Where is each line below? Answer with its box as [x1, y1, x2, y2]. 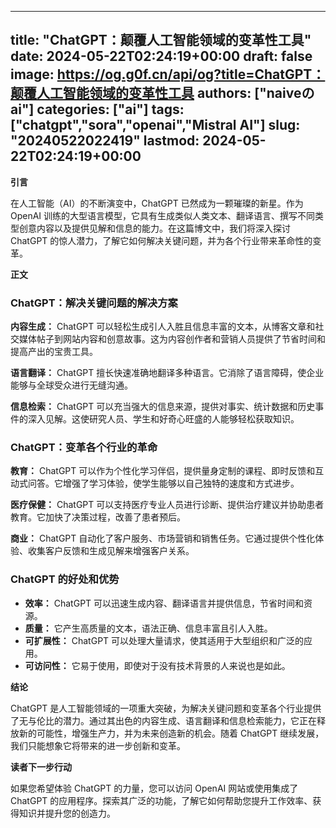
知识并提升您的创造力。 [18, 807, 116, 819]
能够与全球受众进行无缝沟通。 [10, 379, 133, 391]
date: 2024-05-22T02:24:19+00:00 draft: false [10, 48, 313, 65]
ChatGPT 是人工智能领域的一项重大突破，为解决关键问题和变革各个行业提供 [10, 702, 322, 714]
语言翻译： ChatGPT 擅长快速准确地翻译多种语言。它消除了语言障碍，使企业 [10, 367, 325, 379]
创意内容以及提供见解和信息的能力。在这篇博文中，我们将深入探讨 [18, 222, 291, 234]
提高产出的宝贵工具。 [10, 346, 98, 358]
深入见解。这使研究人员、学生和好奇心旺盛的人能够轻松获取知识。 [27, 413, 300, 425]
